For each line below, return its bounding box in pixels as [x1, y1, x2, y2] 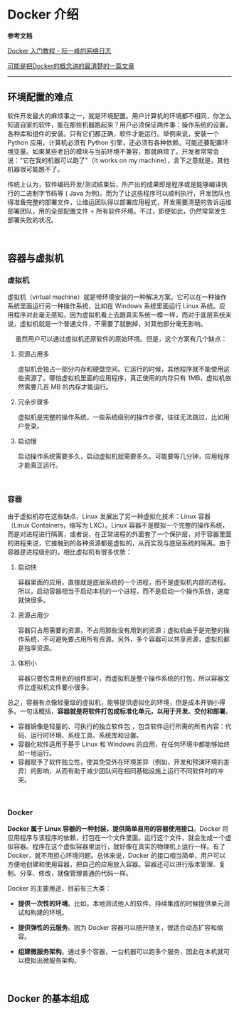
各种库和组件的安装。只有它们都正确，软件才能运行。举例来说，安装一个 [7, 129, 219, 137]
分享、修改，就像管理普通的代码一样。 [19, 869, 132, 878]
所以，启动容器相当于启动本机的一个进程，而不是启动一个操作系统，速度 [17, 587, 230, 595]
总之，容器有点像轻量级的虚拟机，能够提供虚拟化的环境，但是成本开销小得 [7, 698, 225, 706]
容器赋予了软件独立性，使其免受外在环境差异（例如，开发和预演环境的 [17, 758, 224, 766]
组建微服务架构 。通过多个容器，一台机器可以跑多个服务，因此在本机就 [17, 948, 224, 956]
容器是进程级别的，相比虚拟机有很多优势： [7, 548, 132, 556]
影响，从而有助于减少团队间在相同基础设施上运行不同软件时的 [36, 766, 218, 775]
